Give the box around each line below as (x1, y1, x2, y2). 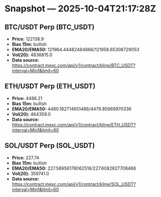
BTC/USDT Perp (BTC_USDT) (4, 23, 95, 31)
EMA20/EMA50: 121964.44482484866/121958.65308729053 (11, 47, 140, 52)
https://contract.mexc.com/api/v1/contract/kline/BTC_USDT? (11, 63, 136, 68)
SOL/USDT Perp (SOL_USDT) (4, 141, 95, 150)
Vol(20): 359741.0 (11, 170, 49, 177)
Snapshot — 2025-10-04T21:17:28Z (4, 3, 156, 14)
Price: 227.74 (11, 155, 39, 161)
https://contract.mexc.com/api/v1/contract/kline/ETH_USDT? (11, 121, 136, 127)
